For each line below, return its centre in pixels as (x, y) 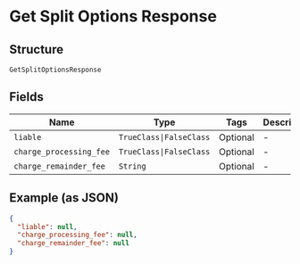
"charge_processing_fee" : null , (78, 235)
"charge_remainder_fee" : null (73, 243)
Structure (37, 49)
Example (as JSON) (64, 198)
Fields (27, 97)
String (132, 166)
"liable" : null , (47, 227)
